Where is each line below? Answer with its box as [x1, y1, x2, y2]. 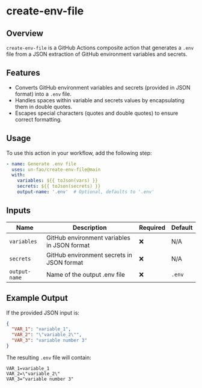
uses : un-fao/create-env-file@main [11, 167, 101, 173]
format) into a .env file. [14, 90, 72, 97]
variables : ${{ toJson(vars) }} [17, 177, 98, 184]
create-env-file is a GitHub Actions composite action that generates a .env [6, 44, 194, 51]
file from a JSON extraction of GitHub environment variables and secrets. [6, 51, 188, 58]
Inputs [6, 206, 31, 216]
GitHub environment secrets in [46, 251, 132, 259]
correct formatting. [14, 115, 62, 123]
